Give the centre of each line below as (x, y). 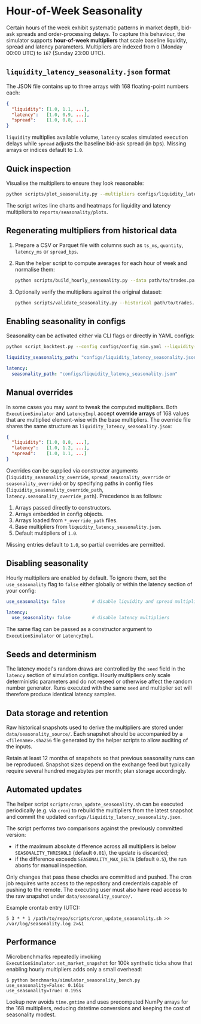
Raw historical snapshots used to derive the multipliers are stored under (95, 727)
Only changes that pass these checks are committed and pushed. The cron (99, 877)
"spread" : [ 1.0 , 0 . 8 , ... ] (49, 120)
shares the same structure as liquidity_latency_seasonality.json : (89, 426)
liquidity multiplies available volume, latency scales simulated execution (97, 137)
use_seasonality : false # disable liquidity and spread (89, 601)
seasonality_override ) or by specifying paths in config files (80, 483)
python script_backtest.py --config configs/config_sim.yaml (84, 347)
